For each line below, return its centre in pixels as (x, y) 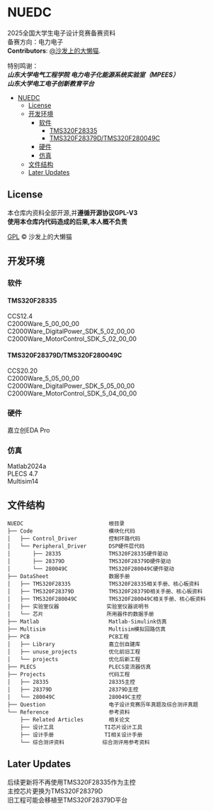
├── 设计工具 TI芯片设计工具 (81, 727)
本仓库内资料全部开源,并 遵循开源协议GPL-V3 (73, 212)
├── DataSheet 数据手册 (69, 576)
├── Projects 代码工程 (69, 674)
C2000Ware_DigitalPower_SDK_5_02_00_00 (71, 332)
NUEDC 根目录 (66, 523)
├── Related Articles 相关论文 (75, 719)
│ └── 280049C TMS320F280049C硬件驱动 (91, 569)
